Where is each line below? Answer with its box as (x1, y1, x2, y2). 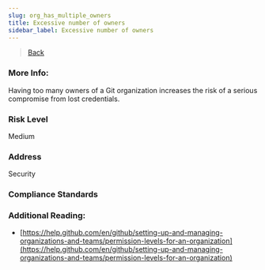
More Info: (8, 68, 49, 79)
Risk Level (8, 114, 49, 125)
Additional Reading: (8, 210, 86, 221)
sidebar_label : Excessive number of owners (8, 26, 154, 34)
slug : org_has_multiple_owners (8, 11, 112, 20)
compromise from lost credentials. (8, 94, 120, 103)
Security (8, 169, 36, 178)
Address (8, 151, 42, 162)
